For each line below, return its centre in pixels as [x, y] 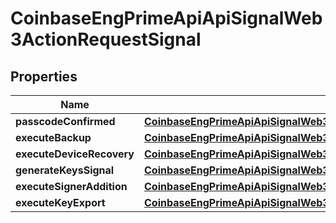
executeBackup [53, 137]
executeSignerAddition [71, 186]
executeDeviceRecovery [75, 154]
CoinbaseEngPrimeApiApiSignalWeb [166, 18]
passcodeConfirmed [65, 121]
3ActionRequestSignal [106, 39]
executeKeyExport [60, 202]
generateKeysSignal [65, 170]
